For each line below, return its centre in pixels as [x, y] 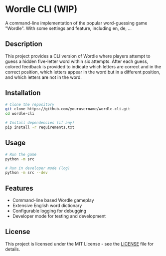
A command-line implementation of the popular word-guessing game [76, 23]
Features [19, 188]
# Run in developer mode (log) [38, 168]
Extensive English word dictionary [47, 206]
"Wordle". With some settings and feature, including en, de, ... [69, 28]
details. [13, 249]
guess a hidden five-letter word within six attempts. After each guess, [77, 61]
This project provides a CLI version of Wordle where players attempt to [78, 56]
